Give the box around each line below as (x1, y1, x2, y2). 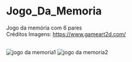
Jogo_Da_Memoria (6, 4, 102, 18)
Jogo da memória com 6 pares (6, 24, 82, 31)
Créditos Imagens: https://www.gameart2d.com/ (6, 30, 126, 37)
